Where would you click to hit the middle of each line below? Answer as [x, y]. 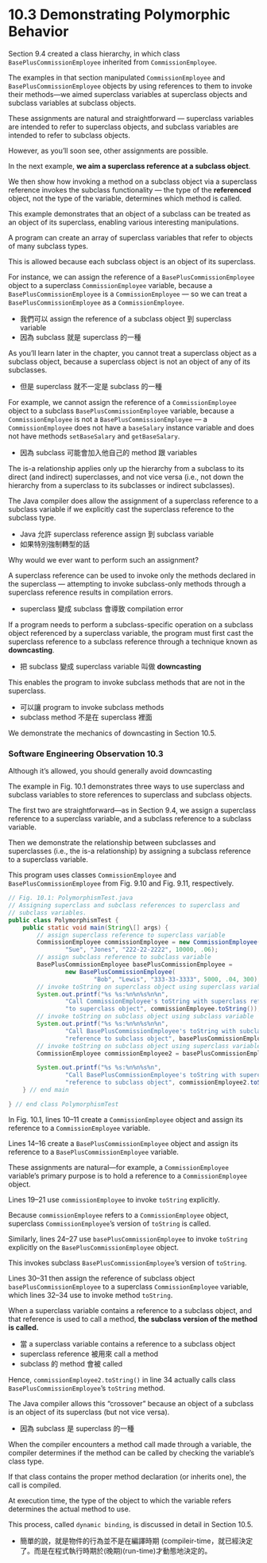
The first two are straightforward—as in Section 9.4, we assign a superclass [132, 810]
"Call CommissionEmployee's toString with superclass [156, 1002]
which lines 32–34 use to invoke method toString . [91, 1295]
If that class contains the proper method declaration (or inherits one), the [128, 1476]
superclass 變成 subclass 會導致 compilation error [102, 608]
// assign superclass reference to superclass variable [131, 935]
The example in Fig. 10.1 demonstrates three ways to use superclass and [126, 786]
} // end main [46, 1090]
